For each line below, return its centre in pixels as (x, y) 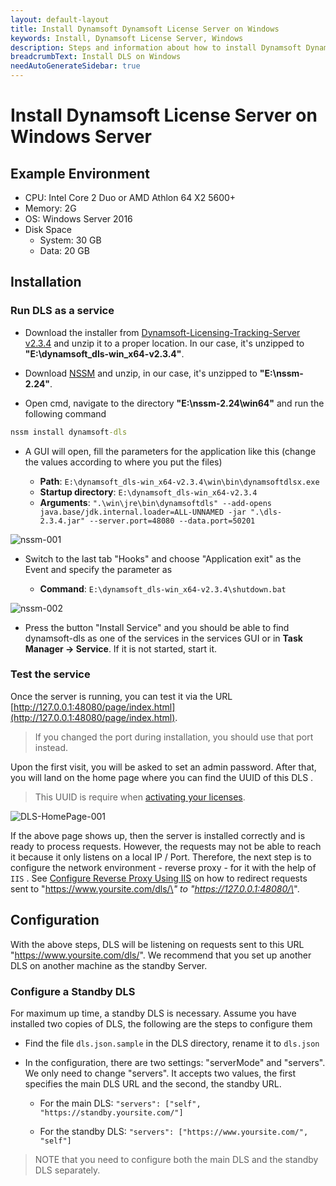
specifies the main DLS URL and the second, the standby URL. (153, 1083)
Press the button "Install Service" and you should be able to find (157, 627)
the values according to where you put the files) (123, 462)
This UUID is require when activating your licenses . (140, 797)
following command (65, 413)
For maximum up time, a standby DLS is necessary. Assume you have (153, 1013)
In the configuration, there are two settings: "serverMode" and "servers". (175, 1062)
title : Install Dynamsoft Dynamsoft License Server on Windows (145, 29)
